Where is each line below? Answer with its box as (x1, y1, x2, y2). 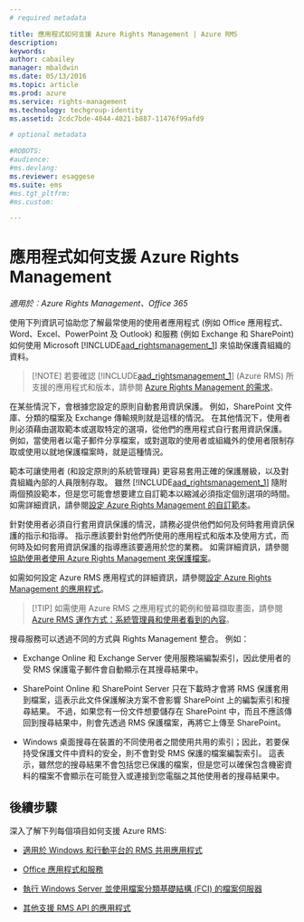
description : (9, 38, 59, 47)
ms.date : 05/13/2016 (9, 72, 88, 82)
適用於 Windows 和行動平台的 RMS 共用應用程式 (22, 845, 204, 855)
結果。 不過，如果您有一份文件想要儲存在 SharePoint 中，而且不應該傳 (30, 706, 292, 717)
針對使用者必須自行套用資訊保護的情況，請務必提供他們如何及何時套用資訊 (9, 519, 287, 530)
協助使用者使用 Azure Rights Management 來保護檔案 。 (9, 553, 216, 564)
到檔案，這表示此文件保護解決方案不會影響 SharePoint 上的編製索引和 (22, 694, 282, 705)
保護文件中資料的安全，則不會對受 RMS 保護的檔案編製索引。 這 (38, 748, 278, 759)
